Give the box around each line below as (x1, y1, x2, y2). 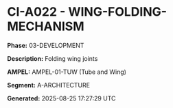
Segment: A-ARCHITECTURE (7, 81, 91, 89)
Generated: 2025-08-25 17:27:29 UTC (7, 94, 116, 103)
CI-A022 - (7, 4, 66, 20)
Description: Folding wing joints (7, 54, 98, 62)
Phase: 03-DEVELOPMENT (7, 41, 84, 49)
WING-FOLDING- (68, 4, 167, 20)
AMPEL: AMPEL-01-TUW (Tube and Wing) (7, 68, 127, 76)
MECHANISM (7, 18, 84, 34)
